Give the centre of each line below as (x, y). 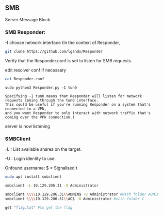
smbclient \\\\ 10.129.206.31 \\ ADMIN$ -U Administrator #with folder (76, 194)
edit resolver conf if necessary (36, 70)
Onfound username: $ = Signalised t (41, 168)
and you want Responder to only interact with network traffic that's (78, 113)
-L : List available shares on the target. (43, 149)
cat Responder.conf (25, 79)
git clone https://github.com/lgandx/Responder (54, 52)
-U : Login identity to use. (30, 158)
